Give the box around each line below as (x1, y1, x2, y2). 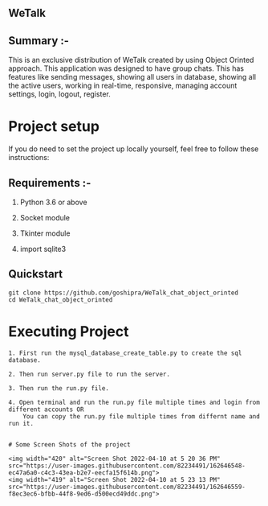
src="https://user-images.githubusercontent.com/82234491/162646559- (8, 483, 246, 491)
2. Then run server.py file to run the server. (8, 370, 171, 378)
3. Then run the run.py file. (8, 384, 110, 393)
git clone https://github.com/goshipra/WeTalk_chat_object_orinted (8, 289, 239, 297)
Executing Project (8, 322, 129, 340)
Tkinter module (19, 228, 71, 238)
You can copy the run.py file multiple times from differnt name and (22, 412, 261, 421)
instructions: (8, 153, 50, 162)
